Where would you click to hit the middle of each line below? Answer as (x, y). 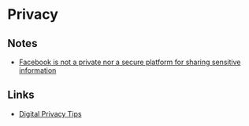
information (37, 70)
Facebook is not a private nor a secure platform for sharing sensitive (130, 62)
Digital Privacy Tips (50, 113)
